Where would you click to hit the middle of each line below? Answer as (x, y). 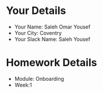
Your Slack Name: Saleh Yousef (52, 39)
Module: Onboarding (39, 78)
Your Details (36, 11)
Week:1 (23, 85)
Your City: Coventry (38, 33)
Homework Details (51, 63)
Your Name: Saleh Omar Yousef (52, 27)
